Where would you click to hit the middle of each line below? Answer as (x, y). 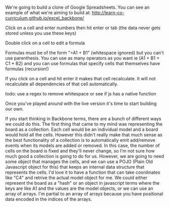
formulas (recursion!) (27, 69)
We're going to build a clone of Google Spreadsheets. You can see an (77, 7)
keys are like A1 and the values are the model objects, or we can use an (79, 188)
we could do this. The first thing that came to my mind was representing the (84, 124)
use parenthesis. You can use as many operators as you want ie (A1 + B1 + (82, 58)
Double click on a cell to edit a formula (45, 43)
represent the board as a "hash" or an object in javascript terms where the (82, 183)
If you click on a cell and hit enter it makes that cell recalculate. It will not (80, 79)
